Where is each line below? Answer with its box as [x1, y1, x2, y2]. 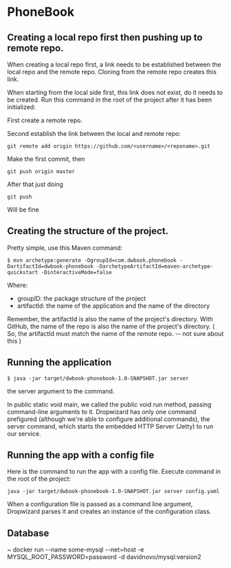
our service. [7, 429, 41, 438]
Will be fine [7, 205, 39, 214]
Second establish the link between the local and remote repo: [7, 130, 181, 137]
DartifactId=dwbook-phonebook [7, 262, 94, 270]
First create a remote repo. [7, 116, 82, 124]
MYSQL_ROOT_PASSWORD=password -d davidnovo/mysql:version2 [7, 553, 201, 561]
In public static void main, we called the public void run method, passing [7, 400, 212, 409]
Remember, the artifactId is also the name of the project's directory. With [7, 315, 213, 323]
